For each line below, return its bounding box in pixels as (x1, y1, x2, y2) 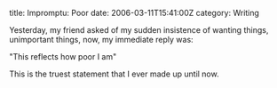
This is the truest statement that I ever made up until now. (9, 68, 219, 79)
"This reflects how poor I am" (9, 52, 117, 61)
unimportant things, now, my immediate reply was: (9, 35, 194, 44)
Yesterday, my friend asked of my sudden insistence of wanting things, (9, 25, 269, 35)
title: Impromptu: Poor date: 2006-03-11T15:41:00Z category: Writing (9, 8, 260, 18)
